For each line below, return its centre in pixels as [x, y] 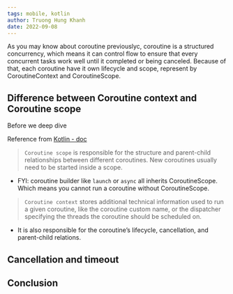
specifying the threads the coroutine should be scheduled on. [113, 217]
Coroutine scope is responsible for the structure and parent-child [118, 153]
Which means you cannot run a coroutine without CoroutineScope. [113, 188]
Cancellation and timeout [63, 260]
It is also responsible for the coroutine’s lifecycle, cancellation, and [113, 230]
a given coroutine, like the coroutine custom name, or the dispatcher [122, 209]
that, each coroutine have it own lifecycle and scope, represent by [102, 69]
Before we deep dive [37, 125]
